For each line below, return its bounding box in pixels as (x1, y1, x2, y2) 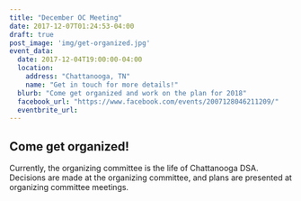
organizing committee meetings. (9, 182, 128, 193)
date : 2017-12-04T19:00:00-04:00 (17, 55, 143, 64)
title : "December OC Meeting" (9, 13, 123, 23)
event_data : (9, 47, 54, 56)
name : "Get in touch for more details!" (25, 80, 179, 89)
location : (17, 64, 54, 73)
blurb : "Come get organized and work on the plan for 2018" (17, 88, 247, 97)
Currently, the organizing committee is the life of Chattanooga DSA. (9, 163, 259, 174)
